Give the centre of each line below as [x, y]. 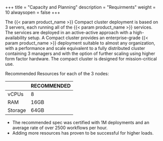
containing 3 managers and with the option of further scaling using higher [80, 53]
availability [16, 38]
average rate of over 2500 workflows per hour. [60, 128]
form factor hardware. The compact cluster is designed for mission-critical [81, 59]
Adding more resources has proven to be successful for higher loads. [83, 133]
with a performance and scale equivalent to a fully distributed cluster [75, 48]
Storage [17, 110]
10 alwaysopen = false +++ [33, 12]
